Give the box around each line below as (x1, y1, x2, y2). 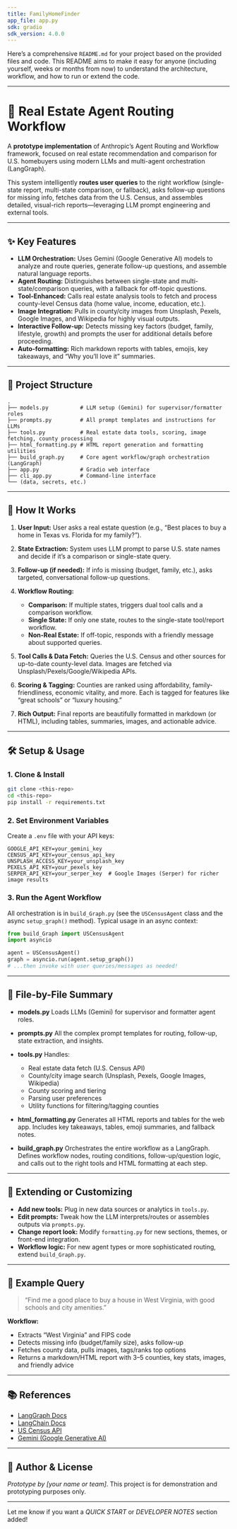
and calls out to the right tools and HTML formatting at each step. (17, 1159, 208, 1167)
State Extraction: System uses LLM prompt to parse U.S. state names (17, 544, 221, 553)
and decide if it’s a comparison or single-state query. (17, 551, 171, 560)
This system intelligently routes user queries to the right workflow (7, 178, 200, 187)
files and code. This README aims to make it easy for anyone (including (7, 57, 217, 66)
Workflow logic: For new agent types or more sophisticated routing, (17, 1242, 217, 1251)
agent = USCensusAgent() (7, 949, 80, 956)
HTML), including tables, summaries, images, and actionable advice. (17, 716, 217, 726)
